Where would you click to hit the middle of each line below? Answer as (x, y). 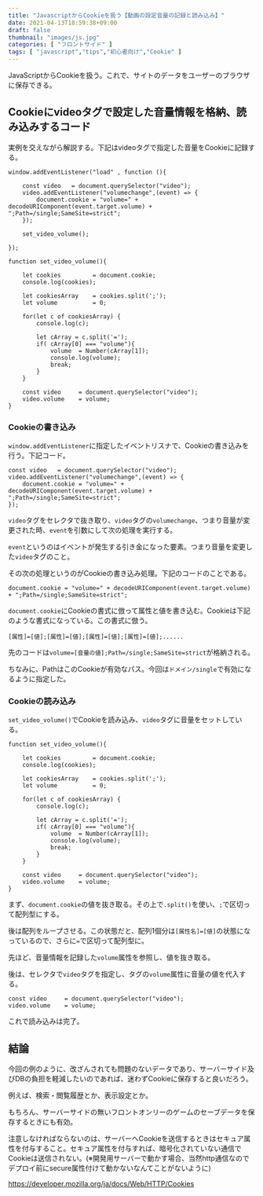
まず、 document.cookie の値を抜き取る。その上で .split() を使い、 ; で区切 (126, 904)
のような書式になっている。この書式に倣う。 (80, 621)
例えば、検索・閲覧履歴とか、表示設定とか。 (80, 1095)
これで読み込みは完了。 (46, 1022)
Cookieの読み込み (42, 702)
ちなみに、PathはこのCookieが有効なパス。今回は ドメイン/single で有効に (126, 670)
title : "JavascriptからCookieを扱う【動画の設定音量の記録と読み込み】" (117, 15)
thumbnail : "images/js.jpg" (54, 37)
